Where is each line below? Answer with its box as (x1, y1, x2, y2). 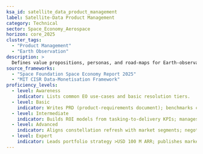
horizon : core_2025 (6, 32, 56, 38)
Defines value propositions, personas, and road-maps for (11, 59, 161, 65)
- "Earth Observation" (11, 49, 69, 55)
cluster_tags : (6, 37, 42, 43)
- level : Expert (11, 133, 53, 139)
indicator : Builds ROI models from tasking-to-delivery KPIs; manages (17, 116, 199, 122)
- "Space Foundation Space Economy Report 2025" (11, 71, 137, 77)
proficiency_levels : (6, 82, 59, 89)
